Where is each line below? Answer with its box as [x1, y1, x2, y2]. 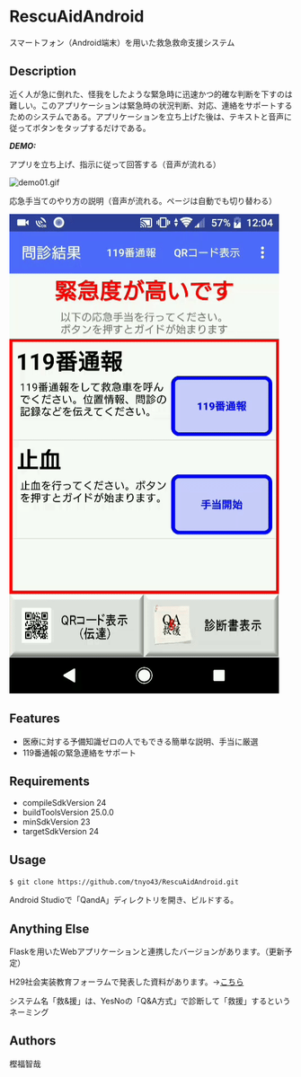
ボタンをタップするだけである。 [32, 122, 151, 133]
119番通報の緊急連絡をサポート [22, 747, 137, 758]
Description [9, 64, 76, 79]
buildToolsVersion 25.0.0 [22, 807, 114, 818]
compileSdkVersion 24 [22, 798, 107, 808]
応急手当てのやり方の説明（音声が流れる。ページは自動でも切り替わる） [9, 195, 277, 206]
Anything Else [9, 921, 90, 936]
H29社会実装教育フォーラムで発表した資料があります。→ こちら [9, 976, 244, 987]
